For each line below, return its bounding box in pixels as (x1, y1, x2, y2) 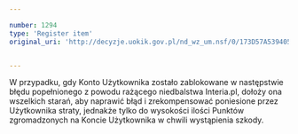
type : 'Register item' (9, 28, 93, 38)
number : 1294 (9, 20, 58, 29)
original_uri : (9, 37, 62, 46)
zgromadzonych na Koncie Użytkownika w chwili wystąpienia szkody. (9, 114, 264, 125)
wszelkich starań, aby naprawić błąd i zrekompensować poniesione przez (9, 96, 278, 106)
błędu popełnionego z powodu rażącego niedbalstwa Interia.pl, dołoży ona (9, 86, 282, 98)
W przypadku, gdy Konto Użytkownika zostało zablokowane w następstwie (9, 77, 284, 88)
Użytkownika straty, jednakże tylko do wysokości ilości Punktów (9, 106, 245, 116)
